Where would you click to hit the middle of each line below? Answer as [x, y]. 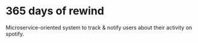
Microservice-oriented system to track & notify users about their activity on [99, 27]
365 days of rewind [55, 11]
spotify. [15, 33]
